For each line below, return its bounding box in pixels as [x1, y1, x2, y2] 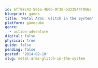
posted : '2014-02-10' [5, 51, 49, 57]
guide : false [5, 43, 31, 47]
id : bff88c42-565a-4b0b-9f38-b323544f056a [5, 7, 92, 12]
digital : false [5, 34, 36, 39]
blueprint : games [5, 11, 40, 16]
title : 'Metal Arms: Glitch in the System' [5, 16, 94, 21]
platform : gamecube [5, 20, 44, 25]
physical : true [5, 38, 36, 43]
